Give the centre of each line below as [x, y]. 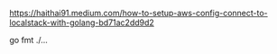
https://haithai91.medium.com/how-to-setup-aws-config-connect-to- [138, 13]
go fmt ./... [28, 40]
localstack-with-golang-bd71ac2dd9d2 [82, 22]
